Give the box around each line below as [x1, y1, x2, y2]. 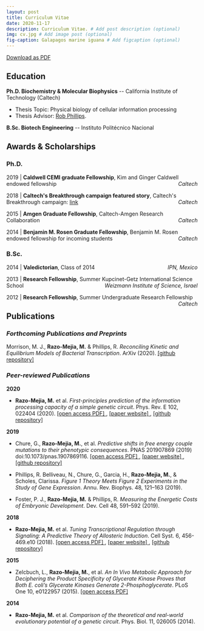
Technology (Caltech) [6, 94, 61, 101]
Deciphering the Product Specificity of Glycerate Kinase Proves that [15, 575, 186, 582]
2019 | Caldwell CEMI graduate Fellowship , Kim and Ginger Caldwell [6, 174, 179, 181]
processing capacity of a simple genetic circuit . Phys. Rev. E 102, [15, 403, 179, 411]
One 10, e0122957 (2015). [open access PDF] [15, 587, 129, 595]
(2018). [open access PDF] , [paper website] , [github [36, 538, 170, 545]
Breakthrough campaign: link [6, 198, 79, 205]
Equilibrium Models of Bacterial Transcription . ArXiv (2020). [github [6, 350, 176, 357]
